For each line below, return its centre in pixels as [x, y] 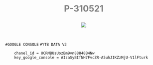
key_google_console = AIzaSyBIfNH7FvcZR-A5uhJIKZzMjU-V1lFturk [81, 58]
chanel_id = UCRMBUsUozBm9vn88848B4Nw [54, 53]
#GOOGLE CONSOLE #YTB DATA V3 [36, 45]
